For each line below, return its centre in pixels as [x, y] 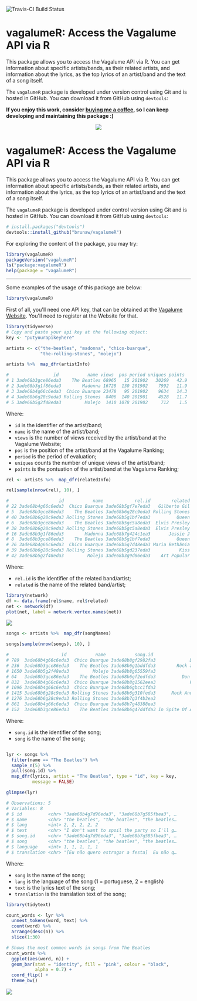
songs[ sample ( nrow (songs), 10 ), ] [48, 644]
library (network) [27, 595]
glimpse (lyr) [22, 792]
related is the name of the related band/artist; [70, 584]
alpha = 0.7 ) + [53, 970]
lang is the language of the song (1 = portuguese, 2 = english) [89, 881]
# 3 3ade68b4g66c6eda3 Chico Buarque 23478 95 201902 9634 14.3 [97, 391]
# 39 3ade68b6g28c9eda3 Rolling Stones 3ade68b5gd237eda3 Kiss [98, 550]
